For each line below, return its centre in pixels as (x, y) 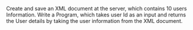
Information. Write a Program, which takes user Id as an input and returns (96, 15)
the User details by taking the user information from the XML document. (94, 21)
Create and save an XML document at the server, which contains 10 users (96, 9)
